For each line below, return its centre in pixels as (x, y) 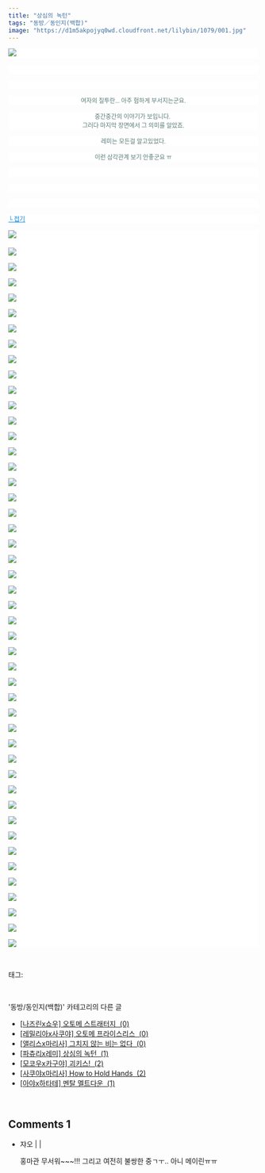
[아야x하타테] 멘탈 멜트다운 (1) (67, 1083)
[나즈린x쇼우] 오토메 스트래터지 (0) (74, 1024)
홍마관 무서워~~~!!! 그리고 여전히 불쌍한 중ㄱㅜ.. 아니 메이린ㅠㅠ (119, 1161)
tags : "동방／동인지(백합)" (48, 23)
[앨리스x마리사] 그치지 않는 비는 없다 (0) (83, 1044)
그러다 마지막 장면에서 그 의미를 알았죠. (133, 126)
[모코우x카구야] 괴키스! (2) (62, 1064)
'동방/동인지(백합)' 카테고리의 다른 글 (65, 1007)
